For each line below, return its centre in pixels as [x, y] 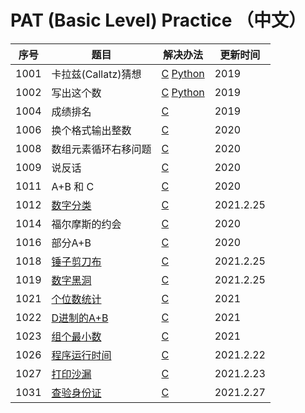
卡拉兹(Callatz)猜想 [96, 74]
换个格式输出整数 [91, 130]
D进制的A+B [80, 318]
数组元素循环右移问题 [101, 149]
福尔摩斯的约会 [86, 224]
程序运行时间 [81, 355]
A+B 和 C [73, 186]
